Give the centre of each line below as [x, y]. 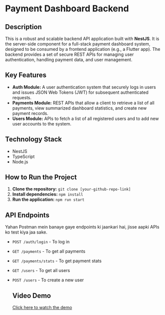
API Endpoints [27, 215]
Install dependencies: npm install [48, 194]
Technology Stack [33, 139]
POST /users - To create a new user [48, 280]
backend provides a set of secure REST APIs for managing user [69, 54]
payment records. [30, 113]
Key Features [26, 75]
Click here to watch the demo [42, 308]
